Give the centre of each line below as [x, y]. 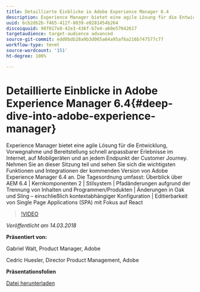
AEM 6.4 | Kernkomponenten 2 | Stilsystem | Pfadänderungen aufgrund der [99, 183]
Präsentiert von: [27, 237]
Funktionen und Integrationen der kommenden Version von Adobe [87, 170]
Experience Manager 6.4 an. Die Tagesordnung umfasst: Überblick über [94, 177]
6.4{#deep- [143, 103]
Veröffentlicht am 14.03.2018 [41, 225]
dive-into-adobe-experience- [81, 116]
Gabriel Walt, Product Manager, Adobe [54, 248]
